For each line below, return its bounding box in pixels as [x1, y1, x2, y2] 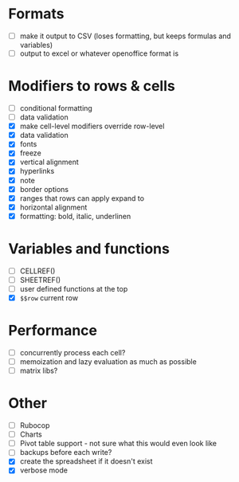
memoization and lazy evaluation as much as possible [19, 357, 197, 366]
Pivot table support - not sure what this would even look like [19, 439, 217, 449]
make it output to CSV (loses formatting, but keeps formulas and [19, 31, 231, 41]
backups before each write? [19, 448, 112, 457]
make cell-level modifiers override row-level [19, 121, 165, 131]
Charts [19, 429, 42, 439]
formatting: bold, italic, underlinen [19, 211, 131, 221]
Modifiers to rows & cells [8, 77, 175, 96]
